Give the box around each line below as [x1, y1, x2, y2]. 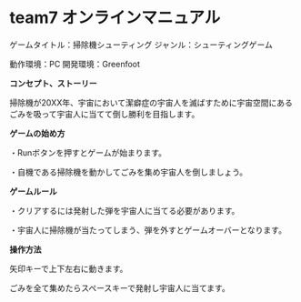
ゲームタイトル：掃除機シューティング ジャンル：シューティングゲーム [9, 39, 273, 50]
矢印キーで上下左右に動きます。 [9, 263, 128, 274]
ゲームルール [9, 186, 57, 196]
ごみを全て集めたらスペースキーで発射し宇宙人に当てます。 [9, 282, 230, 293]
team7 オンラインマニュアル [9, 7, 221, 28]
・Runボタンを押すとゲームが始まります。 [9, 146, 166, 158]
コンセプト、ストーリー [9, 77, 97, 88]
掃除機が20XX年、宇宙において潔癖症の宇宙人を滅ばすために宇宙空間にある [9, 96, 294, 108]
